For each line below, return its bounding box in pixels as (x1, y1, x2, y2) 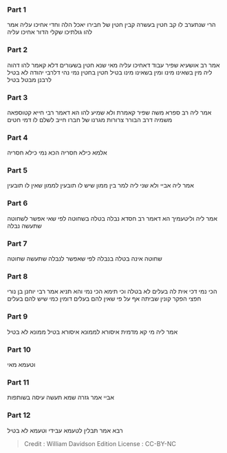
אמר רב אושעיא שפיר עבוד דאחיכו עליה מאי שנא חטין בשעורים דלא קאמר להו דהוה (7, 61, 220, 69)
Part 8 (7, 272, 28, 281)
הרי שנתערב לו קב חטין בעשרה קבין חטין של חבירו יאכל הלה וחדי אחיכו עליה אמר (7, 21, 216, 29)
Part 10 (7, 345, 31, 354)
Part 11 (7, 377, 30, 387)
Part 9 (7, 312, 28, 321)
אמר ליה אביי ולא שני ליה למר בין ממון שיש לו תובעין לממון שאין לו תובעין (7, 181, 194, 190)
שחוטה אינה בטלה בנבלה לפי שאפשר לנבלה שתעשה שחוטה (7, 254, 163, 263)
